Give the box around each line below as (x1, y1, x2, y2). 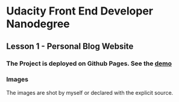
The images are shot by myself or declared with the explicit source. (6, 89, 174, 96)
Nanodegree (6, 17, 71, 31)
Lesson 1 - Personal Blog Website (6, 41, 134, 51)
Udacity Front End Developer (6, 4, 154, 18)
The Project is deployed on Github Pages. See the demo (6, 59, 172, 68)
